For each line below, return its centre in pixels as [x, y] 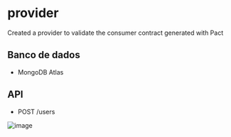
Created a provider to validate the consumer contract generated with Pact [116, 33]
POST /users [36, 111]
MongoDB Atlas [41, 72]
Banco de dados [44, 55]
